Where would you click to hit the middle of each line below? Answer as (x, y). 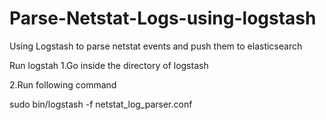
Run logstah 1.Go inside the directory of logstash (109, 65)
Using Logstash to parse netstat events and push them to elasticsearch (156, 46)
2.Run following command (63, 84)
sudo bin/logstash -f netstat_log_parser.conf (101, 104)
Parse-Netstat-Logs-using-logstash (163, 18)
